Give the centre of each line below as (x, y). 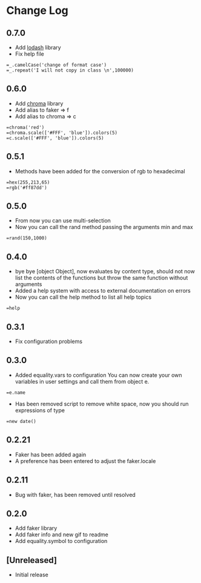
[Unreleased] (32, 560)
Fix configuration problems (49, 341)
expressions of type (40, 410)
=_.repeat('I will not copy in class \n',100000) (70, 70)
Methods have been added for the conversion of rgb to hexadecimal (100, 171)
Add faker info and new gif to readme (62, 535)
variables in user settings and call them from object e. (82, 381)
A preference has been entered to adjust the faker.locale (85, 461)
